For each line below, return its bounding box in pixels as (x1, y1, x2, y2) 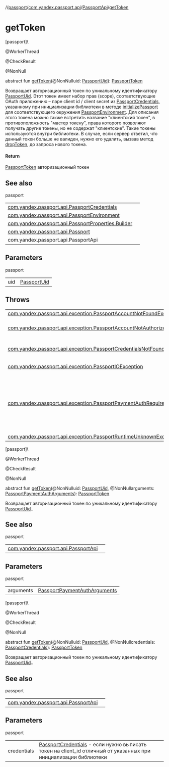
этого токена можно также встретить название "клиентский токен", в (5, 114, 155, 120)
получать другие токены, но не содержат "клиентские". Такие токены (5, 125, 156, 131)
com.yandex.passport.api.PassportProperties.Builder (8, 220, 133, 227)
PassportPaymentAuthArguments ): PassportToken (5, 490, 110, 497)
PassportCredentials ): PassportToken (5, 644, 83, 651)
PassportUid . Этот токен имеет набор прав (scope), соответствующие (5, 93, 156, 99)
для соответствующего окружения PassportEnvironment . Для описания (5, 109, 159, 115)
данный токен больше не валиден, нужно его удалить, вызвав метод (5, 136, 153, 142)
